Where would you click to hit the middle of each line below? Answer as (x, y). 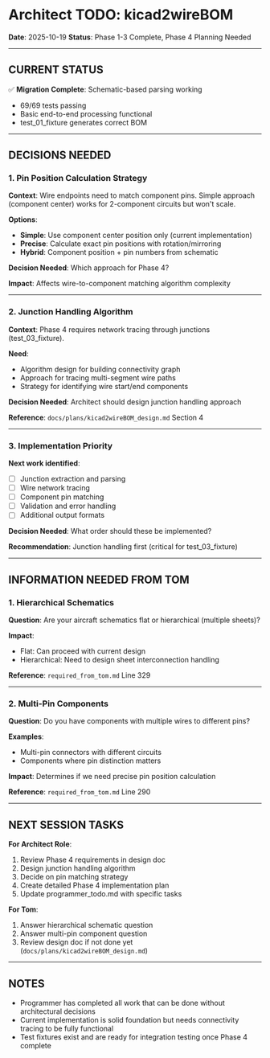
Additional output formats (62, 515)
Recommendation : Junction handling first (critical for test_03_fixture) (123, 547)
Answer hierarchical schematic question (86, 925)
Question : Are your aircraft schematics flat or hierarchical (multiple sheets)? (135, 620)
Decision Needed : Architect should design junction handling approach (125, 402)
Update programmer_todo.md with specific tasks (101, 894)
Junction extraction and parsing (73, 479)
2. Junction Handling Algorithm (71, 312)
